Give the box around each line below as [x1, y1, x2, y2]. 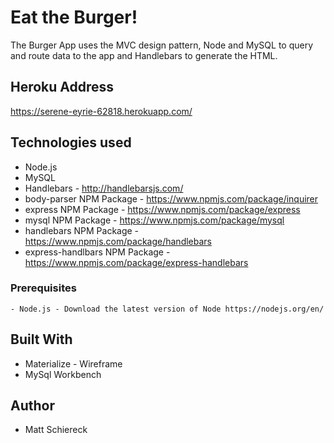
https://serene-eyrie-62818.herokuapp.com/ [10, 105, 193, 117]
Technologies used [10, 134, 132, 151]
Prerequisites [10, 281, 77, 295]
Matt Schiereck [24, 424, 88, 436]
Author [10, 397, 55, 415]
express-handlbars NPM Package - [24, 246, 171, 258]
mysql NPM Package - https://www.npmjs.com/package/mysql [24, 214, 285, 226]
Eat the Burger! [10, 6, 138, 29]
